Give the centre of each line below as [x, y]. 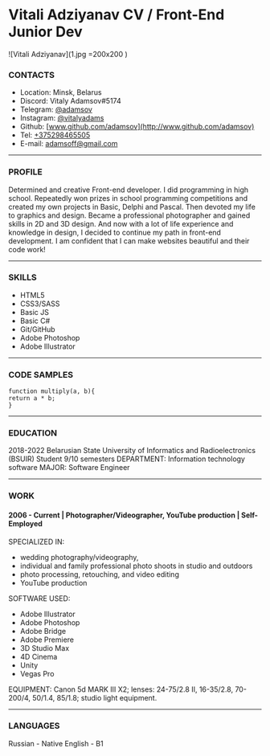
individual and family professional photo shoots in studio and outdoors [136, 566]
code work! [27, 249]
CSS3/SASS [40, 304]
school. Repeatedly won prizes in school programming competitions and [128, 198]
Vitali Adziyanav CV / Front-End [117, 15]
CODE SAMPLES [41, 374]
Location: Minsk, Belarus [61, 92]
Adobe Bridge [43, 631]
